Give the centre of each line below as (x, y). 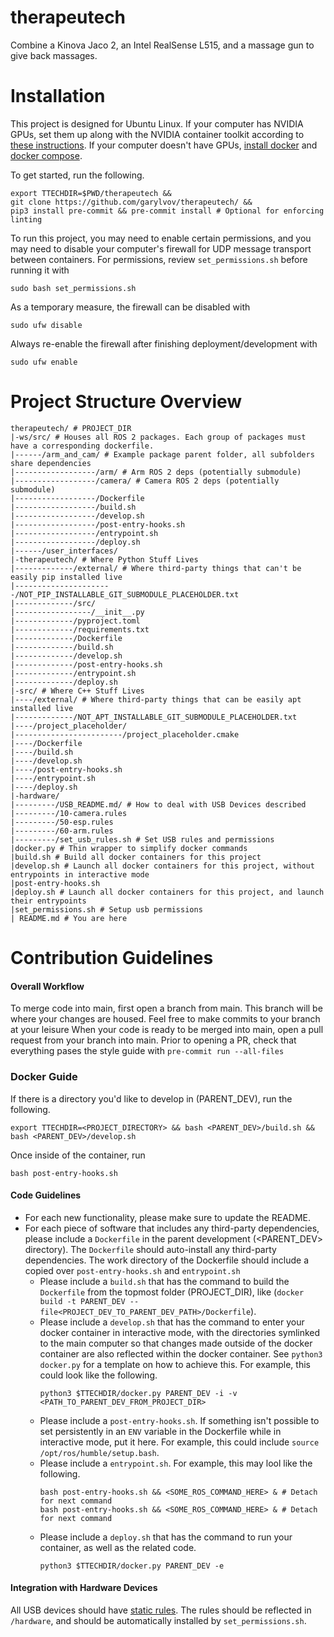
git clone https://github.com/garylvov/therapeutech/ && (131, 202)
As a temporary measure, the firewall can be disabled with (130, 307)
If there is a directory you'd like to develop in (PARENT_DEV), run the (151, 1098)
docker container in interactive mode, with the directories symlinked (180, 1332)
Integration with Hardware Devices (84, 1588)
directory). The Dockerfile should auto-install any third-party (150, 1249)
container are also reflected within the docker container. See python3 (181, 1353)
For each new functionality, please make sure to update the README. (167, 1217)
